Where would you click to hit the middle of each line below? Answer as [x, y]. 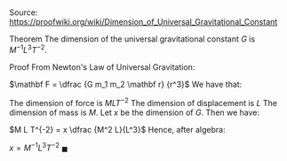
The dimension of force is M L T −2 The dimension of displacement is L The [143, 102]
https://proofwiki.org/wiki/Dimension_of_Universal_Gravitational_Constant [143, 22]
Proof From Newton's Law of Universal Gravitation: [102, 67]
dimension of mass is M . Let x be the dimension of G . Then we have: [135, 112]
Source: [24, 12]
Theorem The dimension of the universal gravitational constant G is [132, 39]
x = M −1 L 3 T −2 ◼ [39, 147]
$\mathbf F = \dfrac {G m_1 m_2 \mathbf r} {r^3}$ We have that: [126, 84]
